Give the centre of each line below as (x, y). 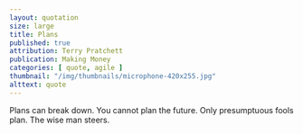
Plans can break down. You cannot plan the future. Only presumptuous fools (151, 110)
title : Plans (34, 34)
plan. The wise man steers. (60, 120)
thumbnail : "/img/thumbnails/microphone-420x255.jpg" (113, 76)
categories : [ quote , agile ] (66, 68)
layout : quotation (44, 18)
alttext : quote (38, 85)
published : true (40, 43)
